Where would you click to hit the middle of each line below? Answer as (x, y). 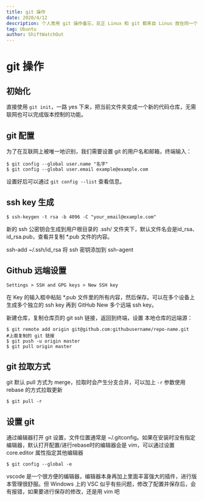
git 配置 (20, 136)
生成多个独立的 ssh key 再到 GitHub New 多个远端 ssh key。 (82, 305)
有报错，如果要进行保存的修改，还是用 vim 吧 (63, 492)
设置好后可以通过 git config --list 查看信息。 (66, 181)
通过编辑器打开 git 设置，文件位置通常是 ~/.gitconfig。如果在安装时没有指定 (101, 438)
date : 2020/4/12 (27, 18)
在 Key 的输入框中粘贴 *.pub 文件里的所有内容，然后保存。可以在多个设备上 (100, 297)
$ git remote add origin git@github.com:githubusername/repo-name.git (98, 329)
